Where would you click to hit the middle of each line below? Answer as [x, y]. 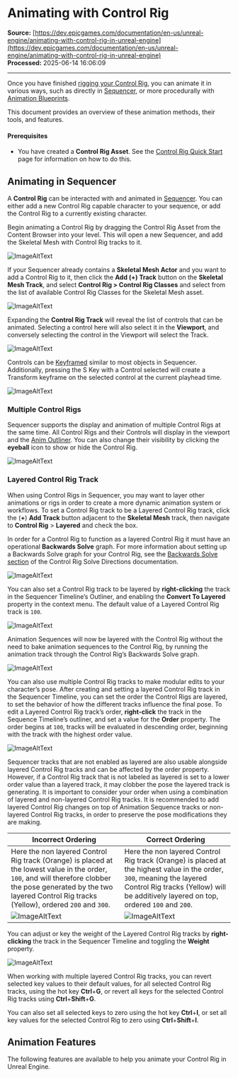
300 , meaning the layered [166, 878]
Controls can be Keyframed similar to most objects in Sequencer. [102, 362]
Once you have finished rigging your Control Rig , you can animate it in [109, 83]
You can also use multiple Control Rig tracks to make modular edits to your [116, 681]
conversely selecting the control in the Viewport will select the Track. [108, 335]
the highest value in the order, [174, 869]
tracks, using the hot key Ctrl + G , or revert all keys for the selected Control [115, 991]
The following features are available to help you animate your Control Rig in [117, 1059]
